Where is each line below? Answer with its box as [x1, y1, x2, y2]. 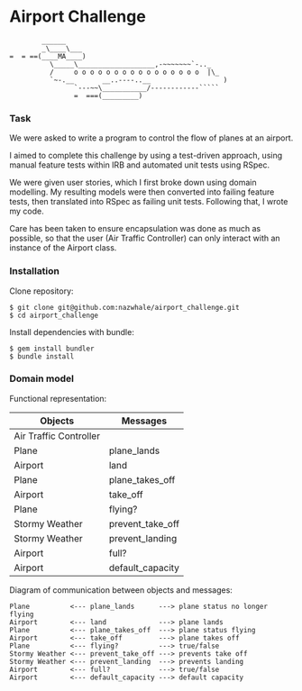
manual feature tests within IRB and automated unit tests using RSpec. [9, 159, 270, 170]
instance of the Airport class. [9, 242, 117, 253]
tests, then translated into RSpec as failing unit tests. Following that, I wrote [9, 196, 288, 207]
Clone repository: [9, 286, 74, 296]
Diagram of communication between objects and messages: [9, 584, 233, 596]
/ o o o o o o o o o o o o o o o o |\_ [49, 68, 220, 77]
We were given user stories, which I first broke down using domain [9, 177, 257, 188]
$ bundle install [9, 351, 75, 361]
